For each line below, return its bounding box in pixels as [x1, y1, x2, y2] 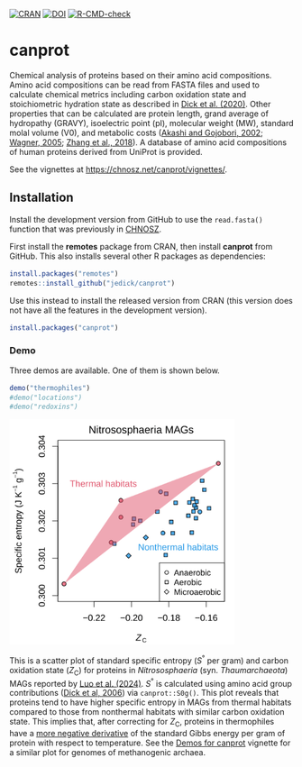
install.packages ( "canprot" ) [9, 323, 119, 333]
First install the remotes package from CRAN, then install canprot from [9, 241, 273, 251]
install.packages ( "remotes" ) [9, 269, 119, 278]
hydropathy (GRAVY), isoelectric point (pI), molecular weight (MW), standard [9, 117, 294, 128]
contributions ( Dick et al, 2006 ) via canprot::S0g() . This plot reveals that [9, 688, 279, 699]
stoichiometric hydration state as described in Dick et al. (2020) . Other [9, 98, 271, 109]
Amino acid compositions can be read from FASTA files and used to [9, 79, 260, 90]
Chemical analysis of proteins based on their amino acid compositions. [9, 69, 272, 80]
